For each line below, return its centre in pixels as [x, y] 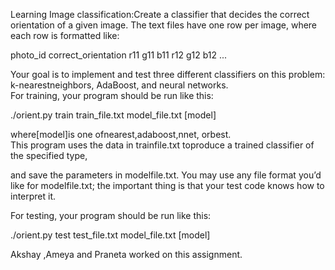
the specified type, [49, 155]
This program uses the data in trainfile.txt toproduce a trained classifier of [162, 145]
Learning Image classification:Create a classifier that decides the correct [160, 14]
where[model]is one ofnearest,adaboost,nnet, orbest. [121, 134]
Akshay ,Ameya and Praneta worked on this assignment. [126, 254]
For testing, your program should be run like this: [111, 215]
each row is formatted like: [65, 35]
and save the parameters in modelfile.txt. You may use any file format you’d [166, 175]
